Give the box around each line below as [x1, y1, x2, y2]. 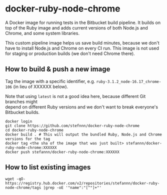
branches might [5, 98, 37, 104]
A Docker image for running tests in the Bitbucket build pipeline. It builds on [5, 19, 161, 25]
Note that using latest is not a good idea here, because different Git [5, 93, 146, 99]
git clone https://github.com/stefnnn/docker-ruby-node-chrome [5, 123, 140, 128]
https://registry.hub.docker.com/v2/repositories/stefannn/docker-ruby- [5, 180, 160, 185]
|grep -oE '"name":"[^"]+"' [43, 185, 101, 190]
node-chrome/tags [5, 185, 41, 190]
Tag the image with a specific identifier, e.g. [5, 78, 95, 84]
